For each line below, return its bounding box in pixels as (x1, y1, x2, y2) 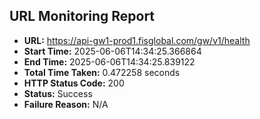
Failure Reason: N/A (23, 98, 109, 110)
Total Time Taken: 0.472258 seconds (23, 66, 181, 78)
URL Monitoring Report (9, 8, 156, 25)
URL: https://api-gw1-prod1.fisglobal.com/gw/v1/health (23, 34, 251, 46)
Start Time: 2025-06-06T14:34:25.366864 (23, 45, 202, 57)
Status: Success (23, 87, 93, 99)
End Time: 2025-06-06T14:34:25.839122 (23, 55, 196, 68)
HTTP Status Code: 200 (23, 77, 125, 89)
